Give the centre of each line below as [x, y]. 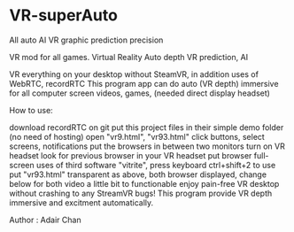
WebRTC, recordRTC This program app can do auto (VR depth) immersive [144, 83]
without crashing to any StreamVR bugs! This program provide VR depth [141, 193]
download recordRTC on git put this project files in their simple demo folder [147, 127]
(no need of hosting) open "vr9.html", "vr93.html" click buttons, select [137, 136]
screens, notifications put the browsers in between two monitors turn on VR [147, 146]
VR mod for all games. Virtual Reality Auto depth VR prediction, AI [129, 57]
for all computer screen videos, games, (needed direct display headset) [139, 93]
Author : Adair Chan [45, 220]
